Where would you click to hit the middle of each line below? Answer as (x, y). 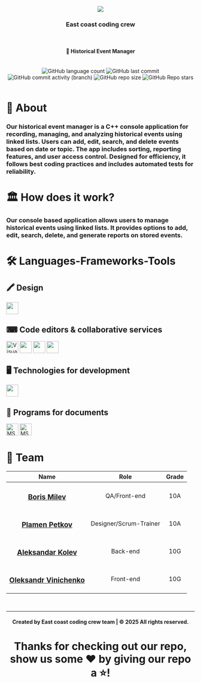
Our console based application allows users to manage (88, 220)
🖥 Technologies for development (68, 371)
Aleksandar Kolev (47, 553)
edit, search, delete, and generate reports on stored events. (95, 235)
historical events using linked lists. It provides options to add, (97, 228)
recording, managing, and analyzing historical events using (94, 134)
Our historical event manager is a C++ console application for (97, 126)
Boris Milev (47, 497)
